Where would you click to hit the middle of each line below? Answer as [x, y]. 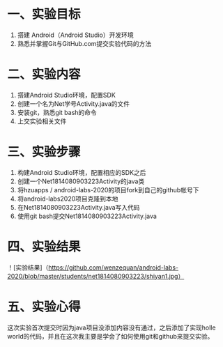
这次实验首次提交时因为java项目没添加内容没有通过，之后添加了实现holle [111, 327]
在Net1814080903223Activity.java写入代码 [79, 207]
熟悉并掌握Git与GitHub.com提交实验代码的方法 [84, 43]
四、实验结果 [44, 247]
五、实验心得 [44, 307]
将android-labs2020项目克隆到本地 [68, 199]
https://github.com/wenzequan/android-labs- [114, 267]
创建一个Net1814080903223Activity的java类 [81, 181]
